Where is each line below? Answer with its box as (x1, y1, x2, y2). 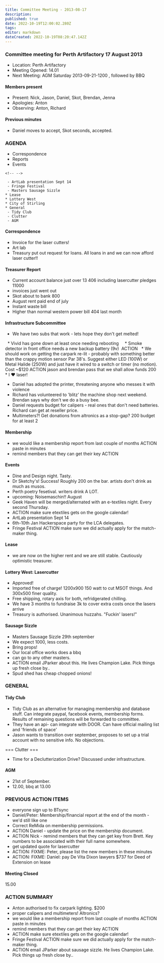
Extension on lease (12, 859, 51, 865)
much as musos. (12, 483, 46, 489)
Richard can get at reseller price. (12, 407, 79, 413)
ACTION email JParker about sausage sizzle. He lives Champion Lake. (12, 947, 154, 953)
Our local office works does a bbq (12, 649, 81, 655)
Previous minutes (5, 116, 42, 122)
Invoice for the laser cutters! (12, 240, 70, 246)
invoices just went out (12, 288, 57, 294)
